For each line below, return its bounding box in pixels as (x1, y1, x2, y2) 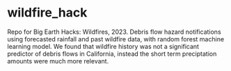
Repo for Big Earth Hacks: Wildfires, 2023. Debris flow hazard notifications (7, 28, 221, 36)
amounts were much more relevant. (7, 57, 109, 65)
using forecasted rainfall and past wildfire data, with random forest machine (7, 34, 225, 43)
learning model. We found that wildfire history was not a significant (7, 42, 200, 50)
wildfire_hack (7, 5, 88, 21)
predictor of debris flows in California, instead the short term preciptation (7, 50, 217, 58)
